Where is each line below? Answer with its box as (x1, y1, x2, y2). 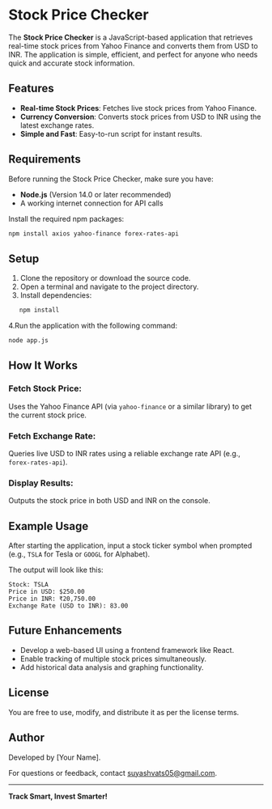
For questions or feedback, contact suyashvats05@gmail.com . (8, 768, 218, 777)
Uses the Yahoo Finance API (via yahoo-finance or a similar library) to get (8, 401, 253, 411)
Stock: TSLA (8, 581, 49, 589)
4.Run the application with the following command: (8, 321, 178, 331)
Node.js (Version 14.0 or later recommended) (19, 189, 172, 199)
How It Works (8, 358, 79, 373)
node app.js (8, 337, 49, 345)
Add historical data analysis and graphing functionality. (19, 662, 204, 672)
